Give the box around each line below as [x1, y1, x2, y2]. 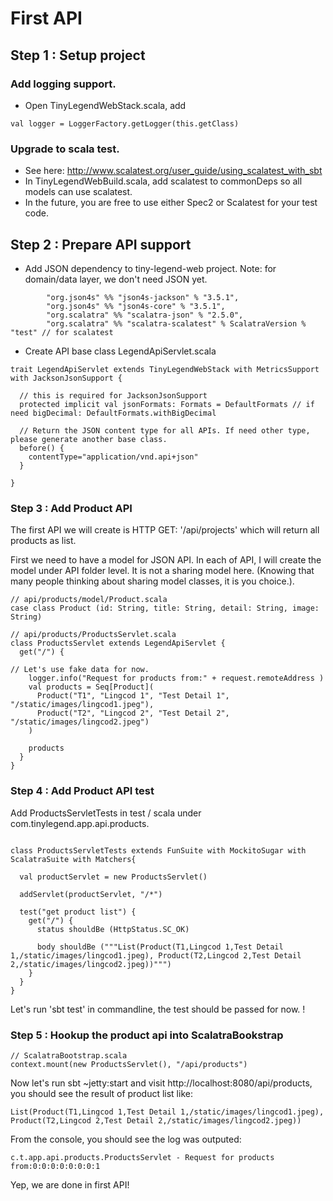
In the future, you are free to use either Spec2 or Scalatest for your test [24, 197, 318, 209]
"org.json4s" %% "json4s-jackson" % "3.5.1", [46, 292, 240, 302]
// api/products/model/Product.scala [10, 595, 168, 605]
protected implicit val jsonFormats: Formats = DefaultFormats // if [19, 399, 315, 409]
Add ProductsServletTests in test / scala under [10, 807, 202, 819]
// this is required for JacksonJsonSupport [19, 390, 208, 401]
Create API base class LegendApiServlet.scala [24, 345, 217, 357]
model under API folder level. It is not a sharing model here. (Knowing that [10, 565, 315, 577]
